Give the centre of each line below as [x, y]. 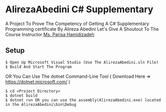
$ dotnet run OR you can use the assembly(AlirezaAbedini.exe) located [83, 100]
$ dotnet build [21, 96]
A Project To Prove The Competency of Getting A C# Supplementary [77, 24]
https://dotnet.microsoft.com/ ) [38, 82]
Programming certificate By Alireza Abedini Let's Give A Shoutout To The [82, 29]
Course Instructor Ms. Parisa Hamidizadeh [50, 34]
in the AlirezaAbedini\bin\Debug [41, 104]
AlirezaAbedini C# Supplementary [79, 9]
